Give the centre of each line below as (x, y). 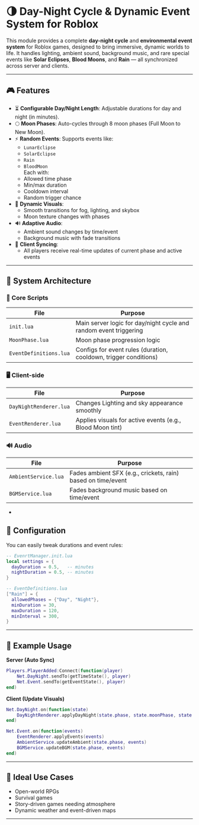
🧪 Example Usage (39, 646)
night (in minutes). (37, 117)
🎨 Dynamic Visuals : (39, 204)
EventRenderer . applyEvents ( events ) (61, 737)
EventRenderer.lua (35, 423)
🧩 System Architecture (49, 281)
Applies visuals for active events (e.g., (128, 420)
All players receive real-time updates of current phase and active (103, 250)
